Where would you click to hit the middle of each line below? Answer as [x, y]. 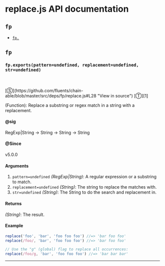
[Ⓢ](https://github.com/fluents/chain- [44, 90]
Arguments [17, 166]
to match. [22, 182]
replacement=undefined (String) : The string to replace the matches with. [84, 187]
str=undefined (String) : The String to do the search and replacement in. [84, 193]
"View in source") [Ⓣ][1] [123, 96]
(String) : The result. [25, 215]
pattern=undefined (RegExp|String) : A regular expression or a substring [84, 177]
